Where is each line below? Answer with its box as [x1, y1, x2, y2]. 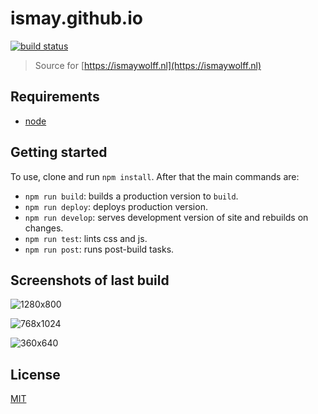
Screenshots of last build [10, 272, 170, 289]
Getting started [10, 144, 108, 161]
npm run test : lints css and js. [24, 232, 148, 244]
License [10, 366, 61, 383]
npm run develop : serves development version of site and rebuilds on [24, 211, 309, 223]
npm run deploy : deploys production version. [24, 200, 208, 212]
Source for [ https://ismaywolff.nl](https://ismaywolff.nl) [34, 59, 262, 71]
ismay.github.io [10, 7, 143, 30]
